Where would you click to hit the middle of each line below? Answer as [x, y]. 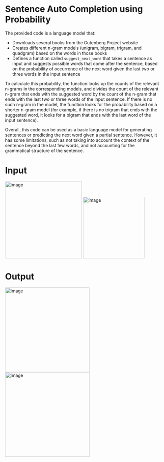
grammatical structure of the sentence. [45, 151]
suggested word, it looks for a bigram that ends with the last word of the [78, 115]
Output [20, 277]
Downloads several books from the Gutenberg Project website [75, 42]
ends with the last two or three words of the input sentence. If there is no [79, 99]
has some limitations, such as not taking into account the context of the [77, 140]
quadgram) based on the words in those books [59, 53]
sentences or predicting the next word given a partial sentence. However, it [81, 135]
